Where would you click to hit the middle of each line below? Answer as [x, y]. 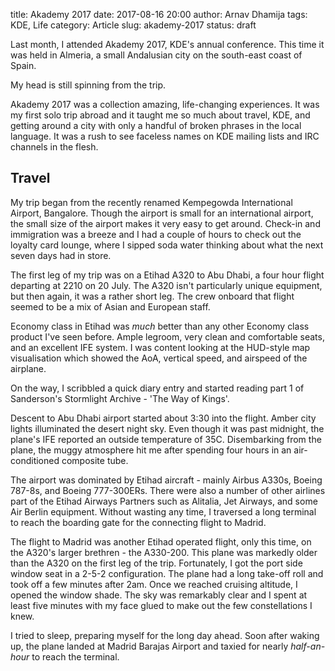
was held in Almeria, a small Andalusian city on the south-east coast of [156, 55]
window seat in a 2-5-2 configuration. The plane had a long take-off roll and [167, 573]
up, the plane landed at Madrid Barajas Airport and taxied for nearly [149, 646]
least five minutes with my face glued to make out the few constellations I [161, 605]
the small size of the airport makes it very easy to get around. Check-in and [165, 223]
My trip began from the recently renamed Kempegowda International [151, 202]
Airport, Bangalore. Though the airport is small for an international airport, [162, 213]
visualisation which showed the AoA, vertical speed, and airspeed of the [159, 358]
